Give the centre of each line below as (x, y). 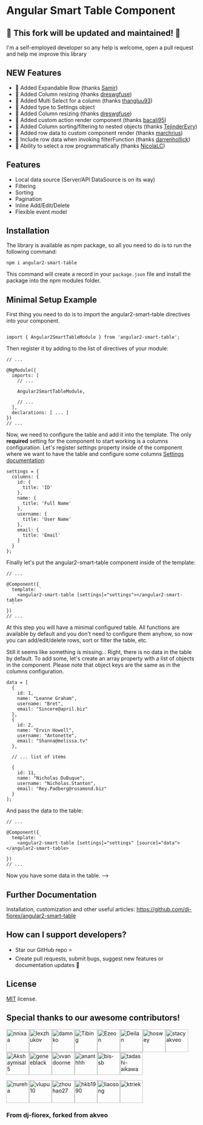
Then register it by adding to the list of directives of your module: (87, 348)
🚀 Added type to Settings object (55, 107)
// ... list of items (39, 757)
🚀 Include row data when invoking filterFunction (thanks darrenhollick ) (103, 139)
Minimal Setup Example (52, 300)
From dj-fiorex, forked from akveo (57, 1115)
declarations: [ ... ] (40, 413)
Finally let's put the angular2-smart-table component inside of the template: (101, 563)
